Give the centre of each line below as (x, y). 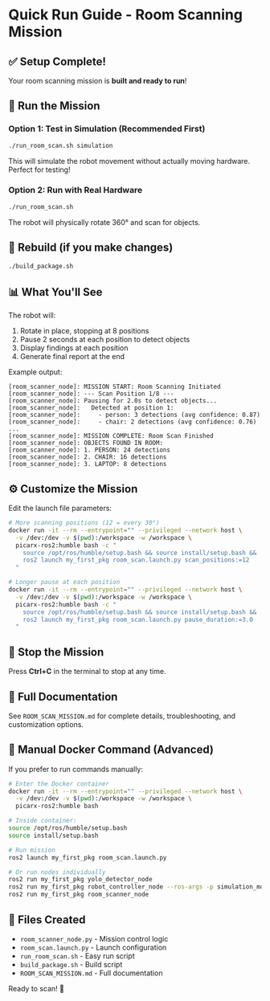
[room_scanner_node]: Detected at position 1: (91, 408)
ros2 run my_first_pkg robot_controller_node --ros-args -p (111, 887)
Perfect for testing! (39, 170)
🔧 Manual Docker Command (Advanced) (111, 750)
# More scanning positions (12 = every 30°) (84, 523)
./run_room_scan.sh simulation (61, 145)
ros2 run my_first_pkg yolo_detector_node (80, 880)
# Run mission (32, 850)
